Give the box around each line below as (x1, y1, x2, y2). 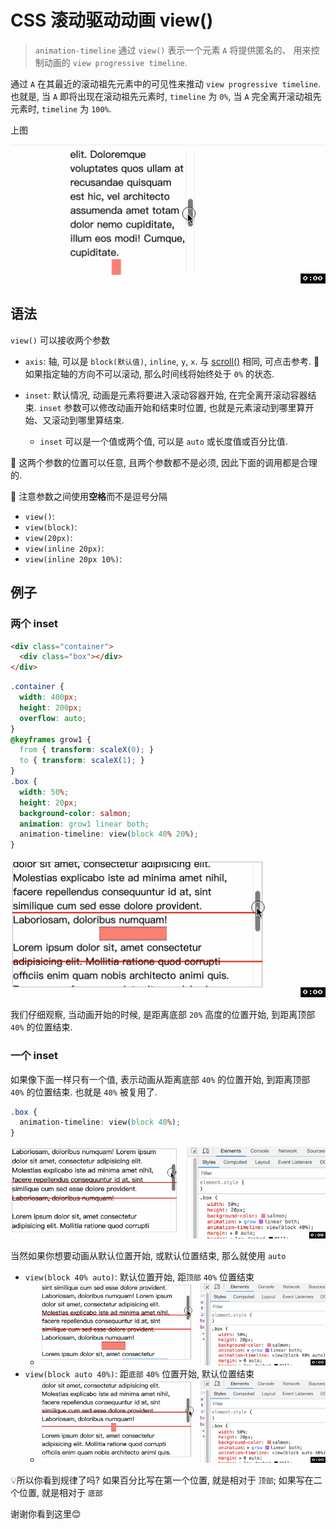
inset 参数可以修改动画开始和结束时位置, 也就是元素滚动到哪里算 (38, 401, 306, 413)
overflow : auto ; (19, 713, 87, 723)
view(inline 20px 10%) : (24, 552, 123, 565)
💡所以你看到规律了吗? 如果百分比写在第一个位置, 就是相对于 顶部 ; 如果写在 (10, 1474, 314, 1486)
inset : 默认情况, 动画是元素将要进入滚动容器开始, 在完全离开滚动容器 (24, 389, 308, 401)
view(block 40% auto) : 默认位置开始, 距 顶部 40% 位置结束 (24, 1271, 255, 1283)
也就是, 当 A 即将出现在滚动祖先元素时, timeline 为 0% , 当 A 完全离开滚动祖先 (10, 90, 322, 102)
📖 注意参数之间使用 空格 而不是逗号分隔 (10, 490, 168, 502)
